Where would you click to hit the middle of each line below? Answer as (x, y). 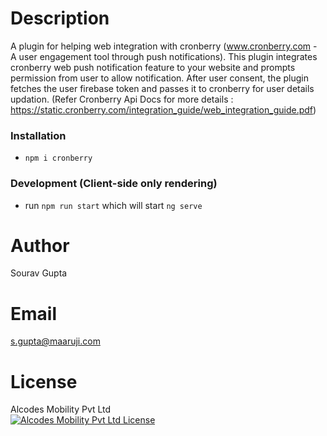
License (44, 381)
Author (40, 245)
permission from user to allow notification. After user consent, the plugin (159, 78)
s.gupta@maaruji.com (55, 341)
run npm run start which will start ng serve (113, 205)
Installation (38, 135)
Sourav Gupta (39, 273)
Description (60, 18)
